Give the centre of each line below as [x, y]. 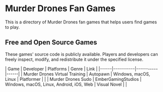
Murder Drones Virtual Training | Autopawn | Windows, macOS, [87, 74]
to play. [12, 27]
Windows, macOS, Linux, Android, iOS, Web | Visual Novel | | [66, 84]
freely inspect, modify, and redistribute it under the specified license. [74, 59]
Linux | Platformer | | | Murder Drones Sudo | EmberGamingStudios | [73, 79]
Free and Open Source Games [51, 43]
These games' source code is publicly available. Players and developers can [81, 54]
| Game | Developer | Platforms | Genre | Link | [51, 69]
